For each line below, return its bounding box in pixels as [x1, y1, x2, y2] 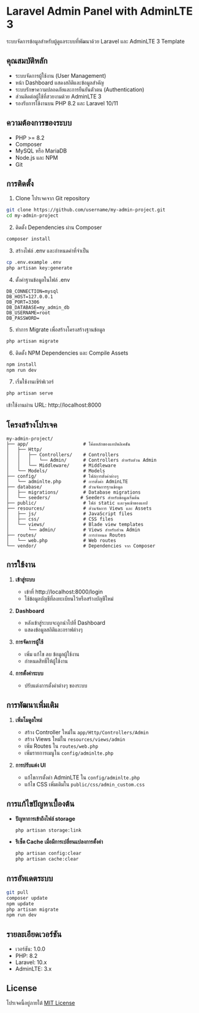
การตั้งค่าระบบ [15, 669, 44, 677]
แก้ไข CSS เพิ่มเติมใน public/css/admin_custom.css [24, 780, 145, 788]
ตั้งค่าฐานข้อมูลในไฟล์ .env [15, 276, 70, 283]
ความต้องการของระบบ [6, 118, 72, 128]
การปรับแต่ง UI [15, 761, 46, 769]
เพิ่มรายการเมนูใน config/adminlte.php [24, 749, 114, 756]
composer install [6, 236, 51, 243]
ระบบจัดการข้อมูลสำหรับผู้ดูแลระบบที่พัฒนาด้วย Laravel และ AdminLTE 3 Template [6, 37, 185, 45]
